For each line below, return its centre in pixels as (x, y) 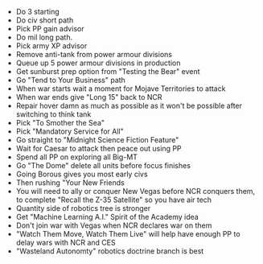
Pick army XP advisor (51, 46)
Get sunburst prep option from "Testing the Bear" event (108, 71)
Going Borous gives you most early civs (82, 174)
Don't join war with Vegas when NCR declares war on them (114, 225)
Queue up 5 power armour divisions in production (98, 63)
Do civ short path (45, 20)
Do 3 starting (38, 12)
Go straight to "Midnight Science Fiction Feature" (97, 140)
